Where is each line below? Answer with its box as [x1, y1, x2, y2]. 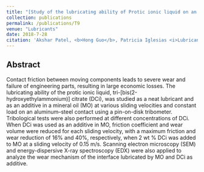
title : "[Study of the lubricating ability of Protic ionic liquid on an [6, 9, 197, 15]
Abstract [6, 60, 41, 70]
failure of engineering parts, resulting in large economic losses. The [6, 82, 176, 89]
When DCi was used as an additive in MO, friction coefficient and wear [6, 121, 183, 128]
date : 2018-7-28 [6, 32, 47, 38]
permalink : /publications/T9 [6, 20, 80, 26]
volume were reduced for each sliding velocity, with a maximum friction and [6, 127, 196, 134]
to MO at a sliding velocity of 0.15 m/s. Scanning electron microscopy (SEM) [6, 140, 196, 148]
